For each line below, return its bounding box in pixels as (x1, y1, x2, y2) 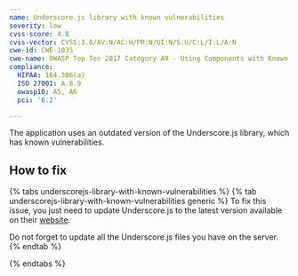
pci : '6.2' (17, 95, 58, 105)
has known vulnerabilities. (9, 137, 105, 147)
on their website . (9, 215, 71, 225)
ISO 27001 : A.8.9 (17, 79, 82, 88)
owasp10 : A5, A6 (17, 87, 77, 96)
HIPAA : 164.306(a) (17, 71, 86, 80)
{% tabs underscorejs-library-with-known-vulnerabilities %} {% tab (9, 186, 257, 197)
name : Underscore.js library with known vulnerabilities (9, 12, 225, 22)
